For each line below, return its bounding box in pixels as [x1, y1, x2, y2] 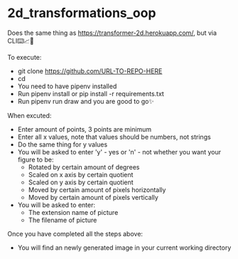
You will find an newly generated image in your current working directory [17, 243, 232, 252]
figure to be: [17, 155, 54, 164]
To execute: [7, 53, 42, 61]
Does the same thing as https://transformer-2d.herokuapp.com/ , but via [7, 28, 217, 37]
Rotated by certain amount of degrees [28, 162, 140, 171]
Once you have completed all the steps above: [7, 229, 144, 238]
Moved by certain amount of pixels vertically [28, 193, 158, 201]
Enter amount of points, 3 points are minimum [17, 125, 151, 133]
